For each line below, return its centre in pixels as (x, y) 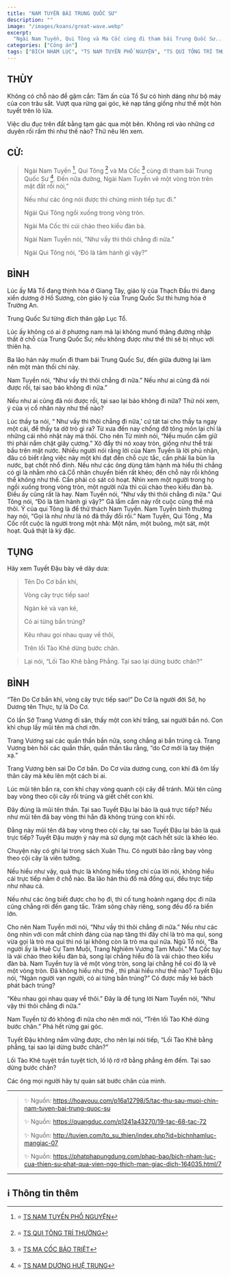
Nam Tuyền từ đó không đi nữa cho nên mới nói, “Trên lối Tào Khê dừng (108, 1020)
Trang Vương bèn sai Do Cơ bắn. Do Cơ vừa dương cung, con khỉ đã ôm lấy (113, 769)
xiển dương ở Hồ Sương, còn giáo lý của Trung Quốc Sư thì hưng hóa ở (107, 298)
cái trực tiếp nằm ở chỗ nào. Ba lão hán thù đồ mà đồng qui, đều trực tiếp (110, 879)
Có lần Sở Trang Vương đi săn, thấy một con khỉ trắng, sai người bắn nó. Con (115, 720)
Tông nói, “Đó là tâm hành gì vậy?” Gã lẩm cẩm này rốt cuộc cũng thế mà (110, 501)
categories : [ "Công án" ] (42, 45)
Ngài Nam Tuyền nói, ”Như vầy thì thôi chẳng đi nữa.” (99, 239)
